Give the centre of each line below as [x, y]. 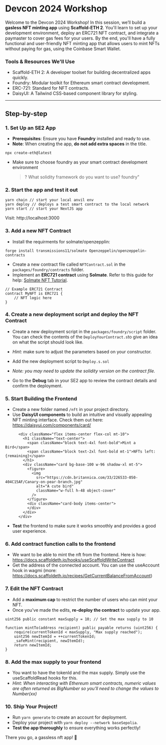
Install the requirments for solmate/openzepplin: [61, 241]
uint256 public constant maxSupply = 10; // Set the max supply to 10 [79, 619]
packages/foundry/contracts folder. [48, 269]
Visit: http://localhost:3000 [32, 218]
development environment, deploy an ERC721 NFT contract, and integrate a [82, 33]
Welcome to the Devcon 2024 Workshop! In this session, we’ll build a [75, 22]
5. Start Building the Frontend [41, 399]
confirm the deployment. [37, 386]
